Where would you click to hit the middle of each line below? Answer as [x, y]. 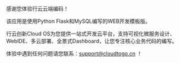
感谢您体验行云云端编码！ [37, 9]
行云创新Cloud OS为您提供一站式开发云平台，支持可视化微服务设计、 [91, 34]
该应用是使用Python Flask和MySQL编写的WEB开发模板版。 [78, 21]
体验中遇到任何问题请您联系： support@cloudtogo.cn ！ [74, 54]
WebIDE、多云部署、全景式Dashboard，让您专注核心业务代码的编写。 [92, 41]
